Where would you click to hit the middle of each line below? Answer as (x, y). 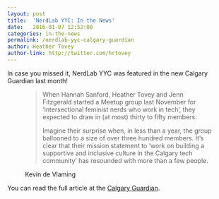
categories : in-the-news (44, 34)
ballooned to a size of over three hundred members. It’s (123, 138)
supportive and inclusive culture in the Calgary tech (117, 153)
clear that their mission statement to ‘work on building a (123, 145)
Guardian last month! (38, 80)
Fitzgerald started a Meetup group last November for (119, 102)
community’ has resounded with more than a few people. (125, 160)
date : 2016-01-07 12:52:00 (50, 27)
